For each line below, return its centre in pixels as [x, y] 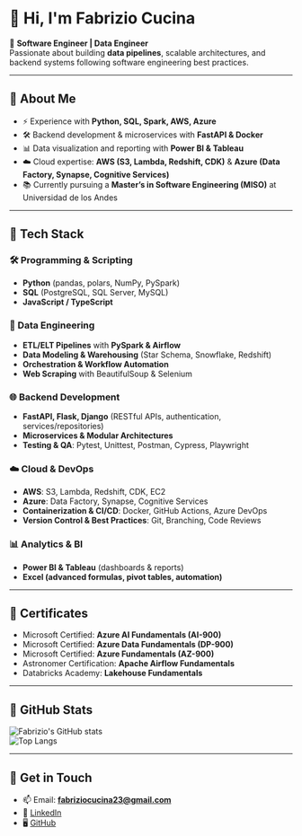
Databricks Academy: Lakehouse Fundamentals [112, 673]
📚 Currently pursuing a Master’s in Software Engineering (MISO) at [149, 184]
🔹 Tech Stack [47, 234]
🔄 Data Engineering [52, 325]
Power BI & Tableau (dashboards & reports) [103, 567]
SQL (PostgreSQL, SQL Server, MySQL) [95, 293]
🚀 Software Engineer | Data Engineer [79, 43]
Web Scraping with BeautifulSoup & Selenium [107, 374]
